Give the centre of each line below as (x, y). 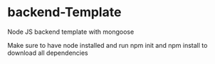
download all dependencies (48, 53)
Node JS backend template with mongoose (71, 32)
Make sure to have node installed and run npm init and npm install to (107, 45)
